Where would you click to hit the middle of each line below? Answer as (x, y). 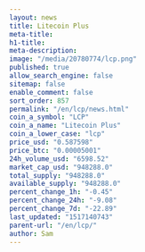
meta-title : (31, 34)
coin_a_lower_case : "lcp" (57, 134)
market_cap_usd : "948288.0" (61, 167)
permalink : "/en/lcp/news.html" (69, 109)
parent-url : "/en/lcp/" (53, 225)
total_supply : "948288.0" (57, 175)
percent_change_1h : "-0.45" (61, 192)
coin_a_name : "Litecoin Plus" (65, 126)
